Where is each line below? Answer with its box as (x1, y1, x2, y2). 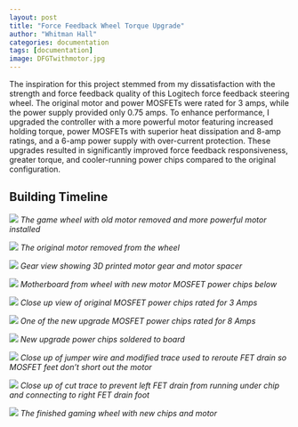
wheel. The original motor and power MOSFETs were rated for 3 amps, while (9, 98, 289, 108)
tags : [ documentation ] (9, 46, 93, 55)
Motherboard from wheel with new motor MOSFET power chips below (20, 278, 278, 289)
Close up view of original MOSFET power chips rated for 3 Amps (20, 297, 258, 308)
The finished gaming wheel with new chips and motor (20, 407, 218, 418)
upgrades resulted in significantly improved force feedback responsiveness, (9, 145, 288, 156)
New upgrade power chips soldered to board (20, 334, 185, 344)
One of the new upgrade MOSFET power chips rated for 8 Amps (20, 315, 256, 326)
